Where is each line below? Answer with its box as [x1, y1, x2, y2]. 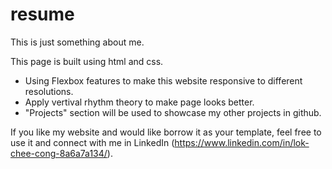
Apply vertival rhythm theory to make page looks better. [24, 96, 255, 108]
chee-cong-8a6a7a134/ [10, 147, 108, 159]
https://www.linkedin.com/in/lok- [174, 136, 310, 148]
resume [10, 3, 75, 26]
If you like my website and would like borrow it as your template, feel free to [10, 126, 322, 138]
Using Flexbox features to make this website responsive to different [24, 74, 303, 87]
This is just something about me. [10, 36, 145, 48]
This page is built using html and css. [10, 55, 164, 67]
